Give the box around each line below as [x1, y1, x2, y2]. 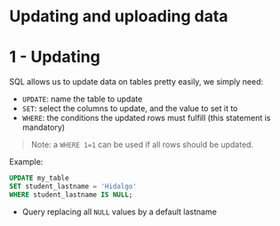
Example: [9, 157, 44, 167]
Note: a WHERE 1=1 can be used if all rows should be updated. [30, 140, 254, 150]
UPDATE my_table [9, 174, 69, 183]
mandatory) [21, 122, 65, 133]
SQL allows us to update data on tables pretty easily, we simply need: [9, 77, 264, 87]
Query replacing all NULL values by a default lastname [21, 206, 218, 217]
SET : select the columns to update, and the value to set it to [21, 103, 238, 114]
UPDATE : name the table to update [21, 93, 143, 104]
